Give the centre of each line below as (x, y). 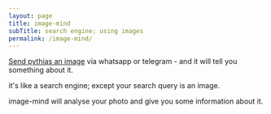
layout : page (31, 16)
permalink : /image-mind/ (50, 38)
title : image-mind (39, 23)
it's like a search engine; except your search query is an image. (114, 86)
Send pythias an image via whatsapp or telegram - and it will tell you (123, 61)
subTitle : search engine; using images (76, 31)
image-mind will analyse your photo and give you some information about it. (136, 101)
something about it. (41, 70)
